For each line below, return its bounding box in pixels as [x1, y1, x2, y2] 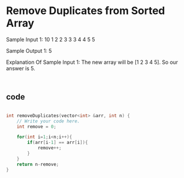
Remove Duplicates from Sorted [6, 4, 165, 18]
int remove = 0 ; [16, 124, 57, 129]
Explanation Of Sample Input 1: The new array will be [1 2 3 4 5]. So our [6, 59, 178, 66]
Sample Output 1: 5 [6, 47, 52, 54]
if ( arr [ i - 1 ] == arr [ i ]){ [27, 139, 88, 146]
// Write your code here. [16, 118, 81, 124]
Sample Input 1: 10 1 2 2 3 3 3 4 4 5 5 [6, 36, 95, 43]
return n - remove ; [16, 161, 59, 167]
